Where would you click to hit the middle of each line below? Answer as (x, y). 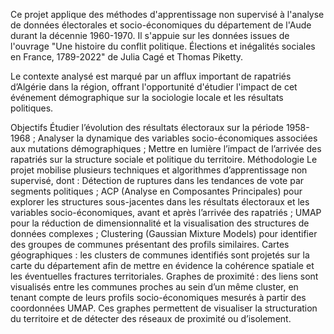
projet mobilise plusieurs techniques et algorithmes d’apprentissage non (159, 170)
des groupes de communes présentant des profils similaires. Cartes (150, 244)
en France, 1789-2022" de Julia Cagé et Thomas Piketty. (127, 57)
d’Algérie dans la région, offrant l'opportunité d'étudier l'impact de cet (154, 87)
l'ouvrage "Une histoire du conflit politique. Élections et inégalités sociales (163, 46)
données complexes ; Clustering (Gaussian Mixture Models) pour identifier (164, 233)
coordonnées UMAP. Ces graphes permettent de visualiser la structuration (164, 308)
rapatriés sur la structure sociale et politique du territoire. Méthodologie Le (164, 159)
